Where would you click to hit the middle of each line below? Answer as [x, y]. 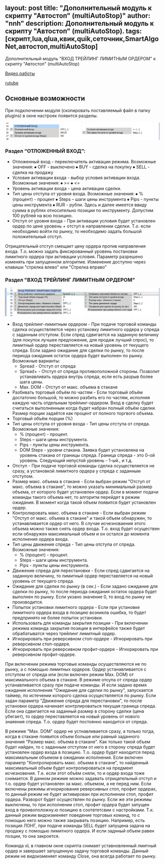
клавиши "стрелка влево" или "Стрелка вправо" [56, 267]
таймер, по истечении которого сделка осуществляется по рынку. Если [81, 696]
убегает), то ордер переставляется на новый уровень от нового [72, 716]
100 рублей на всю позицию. [42, 215]
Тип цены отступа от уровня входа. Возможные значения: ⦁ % [78, 193]
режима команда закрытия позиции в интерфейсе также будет [79, 628]
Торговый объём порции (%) [42, 418]
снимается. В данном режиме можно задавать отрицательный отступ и [81, 779]
